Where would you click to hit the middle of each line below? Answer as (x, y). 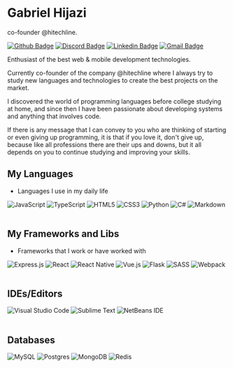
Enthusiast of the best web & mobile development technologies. (99, 59)
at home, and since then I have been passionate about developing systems (115, 108)
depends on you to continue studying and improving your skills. (99, 152)
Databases (31, 340)
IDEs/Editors (35, 293)
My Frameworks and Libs (63, 234)
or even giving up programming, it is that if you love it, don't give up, (106, 137)
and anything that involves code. (54, 116)
